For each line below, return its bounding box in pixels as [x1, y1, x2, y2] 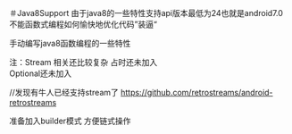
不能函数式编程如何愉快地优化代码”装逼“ [9, 19, 158, 29]
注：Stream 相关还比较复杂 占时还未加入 [9, 57, 158, 67]
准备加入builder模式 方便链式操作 [9, 115, 131, 126]
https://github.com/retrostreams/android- [120, 88, 274, 97]
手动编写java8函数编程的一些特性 [9, 38, 131, 48]
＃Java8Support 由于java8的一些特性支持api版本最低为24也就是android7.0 [9, 8, 284, 18]
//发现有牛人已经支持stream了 [9, 88, 119, 97]
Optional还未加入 [9, 68, 72, 79]
